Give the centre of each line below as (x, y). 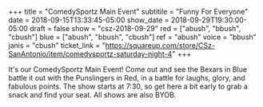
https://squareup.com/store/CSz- (160, 46)
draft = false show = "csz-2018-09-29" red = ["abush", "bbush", (135, 28)
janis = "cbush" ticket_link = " (57, 46)
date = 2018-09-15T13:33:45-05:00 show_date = (89, 20)
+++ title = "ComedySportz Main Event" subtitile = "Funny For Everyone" (128, 12)
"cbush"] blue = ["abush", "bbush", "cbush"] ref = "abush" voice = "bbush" (133, 37)
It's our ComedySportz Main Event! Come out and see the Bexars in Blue (128, 69)
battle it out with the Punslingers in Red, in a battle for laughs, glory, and (127, 78)
